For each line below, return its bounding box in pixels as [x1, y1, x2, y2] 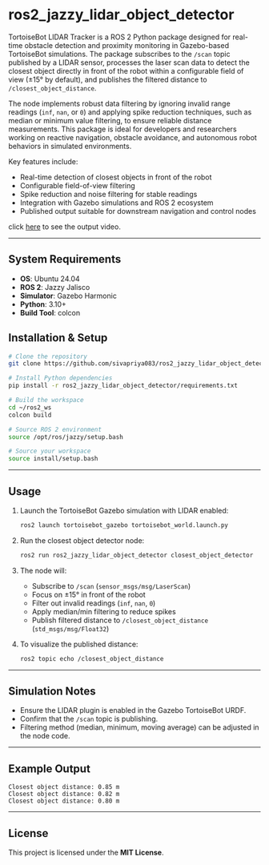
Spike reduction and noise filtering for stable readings [19, 189, 198, 199]
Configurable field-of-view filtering [19, 180, 136, 190]
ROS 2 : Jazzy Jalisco [19, 282, 90, 292]
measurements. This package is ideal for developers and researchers [8, 124, 238, 134]
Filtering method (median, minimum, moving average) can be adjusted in [19, 722, 259, 732]
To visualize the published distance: [19, 639, 139, 649]
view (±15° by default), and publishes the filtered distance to [8, 74, 207, 84]
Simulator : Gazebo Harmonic [19, 291, 118, 300]
